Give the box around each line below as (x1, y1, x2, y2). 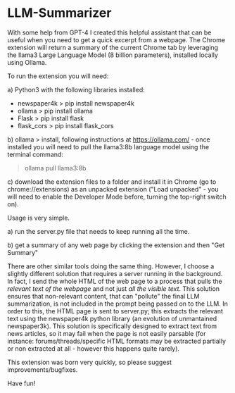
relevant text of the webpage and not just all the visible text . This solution (7, 284, 220, 293)
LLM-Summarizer (7, 5, 112, 21)
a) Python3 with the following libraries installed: (7, 85, 146, 94)
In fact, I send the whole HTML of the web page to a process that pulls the (7, 277, 223, 285)
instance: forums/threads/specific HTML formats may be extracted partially (7, 337, 227, 345)
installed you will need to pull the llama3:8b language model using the (7, 142, 210, 151)
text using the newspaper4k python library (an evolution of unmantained (7, 314, 217, 323)
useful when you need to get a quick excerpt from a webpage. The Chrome (7, 35, 226, 44)
